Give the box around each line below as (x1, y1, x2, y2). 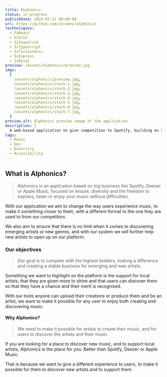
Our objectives (5, 246, 42, 253)
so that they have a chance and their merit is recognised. (5, 283, 122, 289)
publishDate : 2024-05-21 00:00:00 (5, 16, 77, 21)
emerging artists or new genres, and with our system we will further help (5, 228, 154, 234)
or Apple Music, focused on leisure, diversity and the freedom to (17, 188, 150, 194)
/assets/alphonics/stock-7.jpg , (14, 109, 81, 115)
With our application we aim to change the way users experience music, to (5, 203, 158, 209)
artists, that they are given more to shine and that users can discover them (5, 278, 158, 284)
